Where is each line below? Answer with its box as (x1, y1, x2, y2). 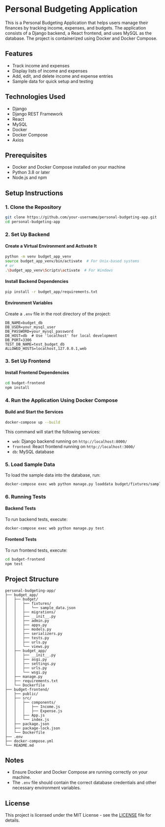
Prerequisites (5, 151, 47, 159)
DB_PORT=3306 (5, 338, 32, 342)
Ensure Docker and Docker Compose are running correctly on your (12, 769, 148, 775)
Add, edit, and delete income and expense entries (12, 73, 113, 79)
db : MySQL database (12, 449, 55, 455)
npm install (5, 385, 29, 390)
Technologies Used (5, 92, 65, 101)
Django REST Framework (12, 111, 63, 116)
